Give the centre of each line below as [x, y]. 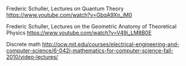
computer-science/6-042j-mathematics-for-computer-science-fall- [90, 51]
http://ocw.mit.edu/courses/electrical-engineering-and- [111, 44]
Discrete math [23, 44]
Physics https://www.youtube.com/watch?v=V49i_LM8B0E [79, 33]
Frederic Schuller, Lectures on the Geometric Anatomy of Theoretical [91, 26]
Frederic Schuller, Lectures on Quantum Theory [65, 9]
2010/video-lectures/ [32, 57]
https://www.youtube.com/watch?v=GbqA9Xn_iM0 [69, 15]
